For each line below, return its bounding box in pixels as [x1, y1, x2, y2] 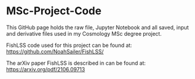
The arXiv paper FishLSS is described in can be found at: [6, 59, 146, 67]
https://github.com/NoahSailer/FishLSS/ [6, 48, 104, 55]
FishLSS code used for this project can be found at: [6, 42, 133, 49]
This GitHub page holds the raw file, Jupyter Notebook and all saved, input [6, 24, 189, 31]
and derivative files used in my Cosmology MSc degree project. [6, 30, 162, 37]
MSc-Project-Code [6, 4, 102, 18]
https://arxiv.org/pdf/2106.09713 [6, 65, 85, 72]
